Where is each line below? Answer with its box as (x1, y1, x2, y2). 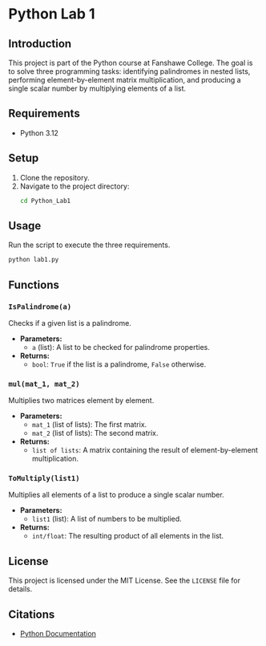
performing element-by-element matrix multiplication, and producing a (8, 75, 242, 84)
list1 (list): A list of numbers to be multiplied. (31, 514, 182, 524)
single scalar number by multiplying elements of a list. (8, 83, 187, 93)
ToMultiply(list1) (8, 474, 80, 483)
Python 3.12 (19, 128, 58, 137)
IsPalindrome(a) (8, 302, 72, 311)
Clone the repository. (19, 173, 90, 182)
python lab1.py (8, 256, 59, 264)
